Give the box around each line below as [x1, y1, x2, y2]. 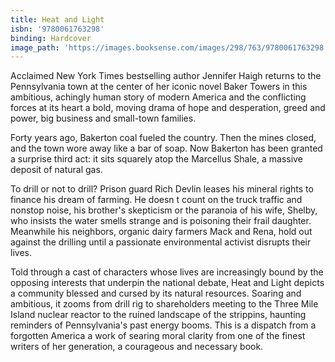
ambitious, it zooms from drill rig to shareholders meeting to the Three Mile [10, 298, 319, 310]
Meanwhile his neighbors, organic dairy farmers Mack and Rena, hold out [10, 226, 313, 238]
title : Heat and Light [10, 14, 105, 25]
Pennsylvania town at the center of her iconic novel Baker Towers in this [10, 81, 308, 93]
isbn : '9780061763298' [10, 24, 105, 34]
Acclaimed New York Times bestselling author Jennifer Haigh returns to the [10, 70, 322, 82]
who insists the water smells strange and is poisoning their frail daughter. [10, 215, 312, 227]
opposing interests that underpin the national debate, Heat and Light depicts [10, 277, 325, 289]
